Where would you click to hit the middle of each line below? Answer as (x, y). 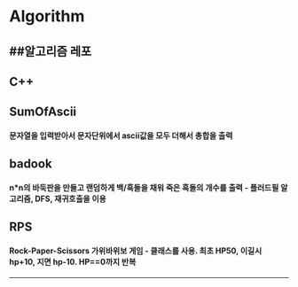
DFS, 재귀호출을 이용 (71, 198)
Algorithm (47, 16)
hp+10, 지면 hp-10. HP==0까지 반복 (73, 261)
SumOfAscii (43, 112)
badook (31, 164)
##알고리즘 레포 (51, 51)
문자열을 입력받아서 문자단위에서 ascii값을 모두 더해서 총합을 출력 (121, 136)
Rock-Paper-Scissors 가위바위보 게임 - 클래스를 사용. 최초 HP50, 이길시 (136, 251)
